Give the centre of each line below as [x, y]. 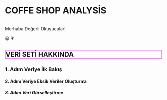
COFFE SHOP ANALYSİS [56, 11]
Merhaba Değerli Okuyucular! [35, 28]
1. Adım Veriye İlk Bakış [34, 69]
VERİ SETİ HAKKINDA [40, 55]
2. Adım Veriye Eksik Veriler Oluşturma [46, 81]
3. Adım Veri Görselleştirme [34, 93]
